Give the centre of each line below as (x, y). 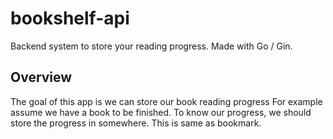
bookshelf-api (70, 18)
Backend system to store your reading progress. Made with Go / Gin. (151, 46)
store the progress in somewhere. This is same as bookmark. (136, 123)
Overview (41, 77)
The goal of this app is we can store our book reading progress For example (166, 101)
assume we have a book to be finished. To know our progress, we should (161, 112)
